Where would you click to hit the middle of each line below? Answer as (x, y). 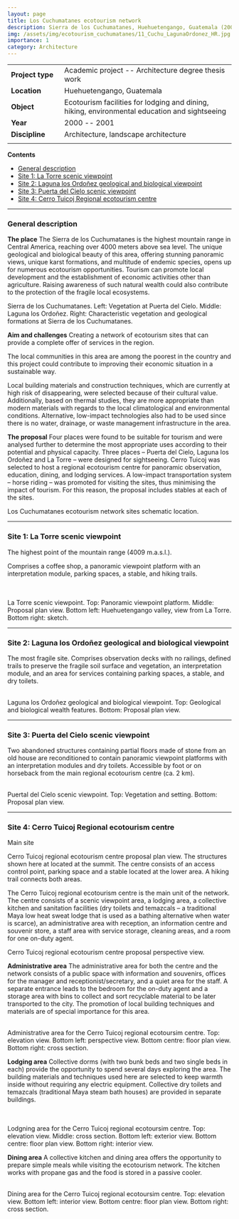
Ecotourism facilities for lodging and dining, (136, 102)
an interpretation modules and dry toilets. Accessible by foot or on (104, 766)
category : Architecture (43, 47)
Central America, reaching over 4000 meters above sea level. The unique (115, 247)
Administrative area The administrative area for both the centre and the (113, 966)
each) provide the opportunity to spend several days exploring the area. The (119, 1069)
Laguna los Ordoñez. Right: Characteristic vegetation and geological (107, 313)
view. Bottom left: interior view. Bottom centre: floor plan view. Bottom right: (118, 1202)
